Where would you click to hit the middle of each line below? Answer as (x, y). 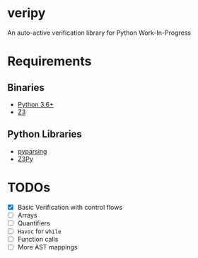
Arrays (27, 215)
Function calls (38, 239)
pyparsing (32, 151)
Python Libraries (45, 134)
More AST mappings (47, 247)
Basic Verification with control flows (70, 207)
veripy (27, 13)
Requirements (49, 61)
